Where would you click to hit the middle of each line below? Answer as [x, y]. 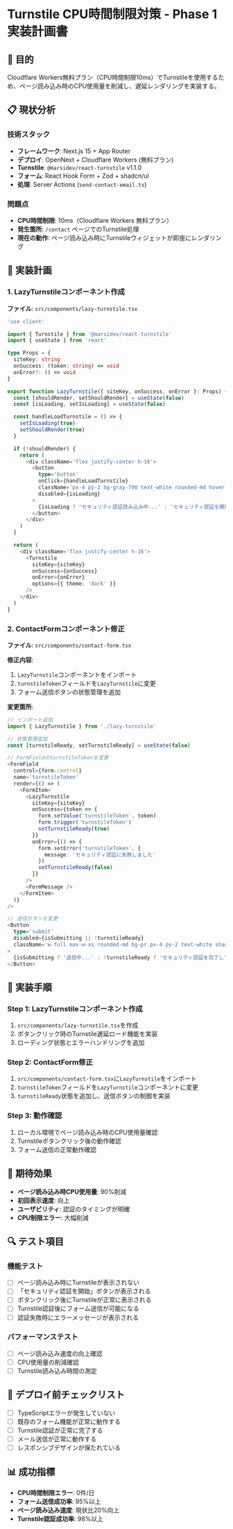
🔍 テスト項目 [36, 1241]
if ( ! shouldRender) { [45, 448]
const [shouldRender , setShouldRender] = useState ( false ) [99, 398]
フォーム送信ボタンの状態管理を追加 [69, 692]
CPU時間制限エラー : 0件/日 [56, 1492]
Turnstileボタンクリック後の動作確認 [69, 1141]
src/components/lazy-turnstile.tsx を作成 [78, 1025]
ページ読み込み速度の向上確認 [60, 1353]
